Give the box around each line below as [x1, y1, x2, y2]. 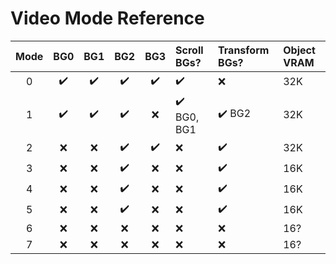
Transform [218, 43, 270, 57]
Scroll [175, 43, 204, 57]
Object [283, 43, 316, 57]
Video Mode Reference [10, 7, 205, 30]
